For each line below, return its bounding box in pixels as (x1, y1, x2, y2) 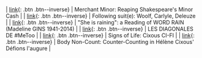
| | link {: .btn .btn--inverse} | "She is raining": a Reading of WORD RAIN (6, 19, 184, 26)
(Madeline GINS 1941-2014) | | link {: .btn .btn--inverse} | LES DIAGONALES (6, 25, 194, 32)
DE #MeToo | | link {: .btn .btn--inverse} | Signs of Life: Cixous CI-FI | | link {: (6, 32, 195, 39)
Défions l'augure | (6, 45, 51, 52)
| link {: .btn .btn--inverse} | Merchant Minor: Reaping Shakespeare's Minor (6, 6, 193, 13)
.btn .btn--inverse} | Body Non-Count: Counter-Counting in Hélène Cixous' (6, 38, 194, 45)
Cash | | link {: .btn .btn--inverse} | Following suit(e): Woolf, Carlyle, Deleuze (6, 12, 196, 20)
